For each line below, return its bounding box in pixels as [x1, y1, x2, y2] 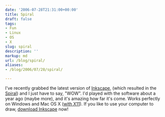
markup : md [5, 53, 28, 58]
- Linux [5, 30, 21, 35]
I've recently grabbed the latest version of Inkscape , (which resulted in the [5, 85, 157, 91]
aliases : [5, 62, 23, 67]
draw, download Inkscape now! [5, 106, 69, 112]
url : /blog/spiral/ [5, 58, 45, 63]
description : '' [5, 49, 39, 54]
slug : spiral [5, 44, 32, 49]
